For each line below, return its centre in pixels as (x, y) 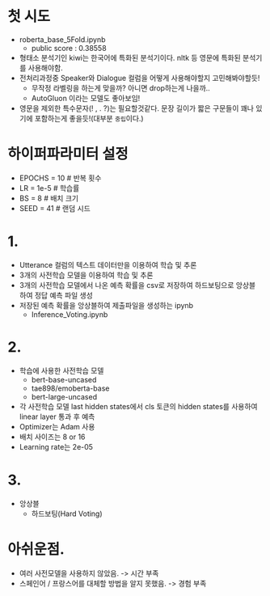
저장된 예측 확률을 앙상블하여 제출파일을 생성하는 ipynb (106, 305)
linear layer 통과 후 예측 (57, 416)
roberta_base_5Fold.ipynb (62, 39)
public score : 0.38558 (69, 48)
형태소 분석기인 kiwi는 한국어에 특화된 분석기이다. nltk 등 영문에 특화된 (130, 57)
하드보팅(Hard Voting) (67, 514)
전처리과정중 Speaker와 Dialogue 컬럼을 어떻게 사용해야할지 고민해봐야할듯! (139, 78)
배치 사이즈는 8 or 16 (52, 437)
